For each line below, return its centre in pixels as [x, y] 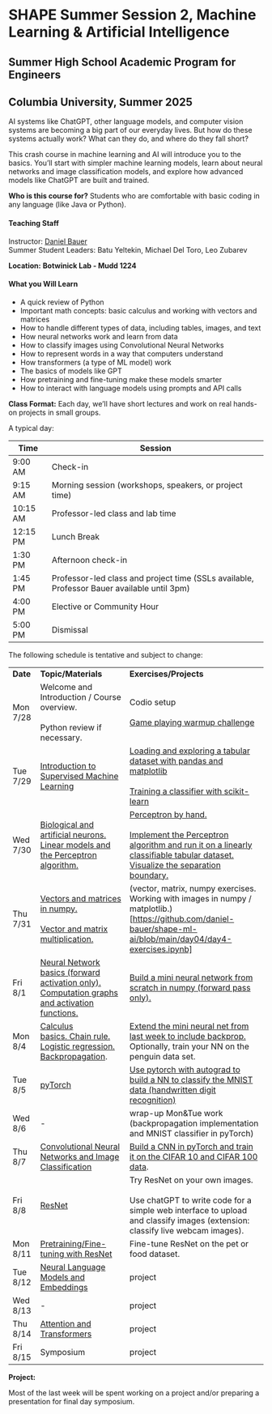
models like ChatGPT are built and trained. [79, 181]
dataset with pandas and [176, 760]
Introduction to [68, 765]
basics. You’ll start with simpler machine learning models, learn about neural [136, 163]
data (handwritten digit [172, 1089]
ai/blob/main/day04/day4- [181, 939]
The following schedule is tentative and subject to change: [106, 654]
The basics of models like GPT [71, 371]
